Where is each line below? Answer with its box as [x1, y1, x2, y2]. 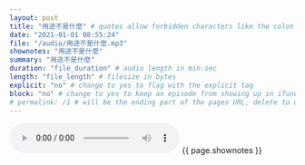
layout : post [9, 13, 59, 23]
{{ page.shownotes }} [181, 145, 262, 156]
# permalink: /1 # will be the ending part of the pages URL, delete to [9, 97, 290, 107]
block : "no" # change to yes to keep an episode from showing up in [9, 89, 274, 98]
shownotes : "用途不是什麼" [9, 47, 103, 56]
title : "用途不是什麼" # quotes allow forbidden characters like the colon [9, 22, 294, 31]
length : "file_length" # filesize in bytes [9, 73, 177, 82]
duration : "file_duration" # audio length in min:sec [9, 64, 218, 73]
